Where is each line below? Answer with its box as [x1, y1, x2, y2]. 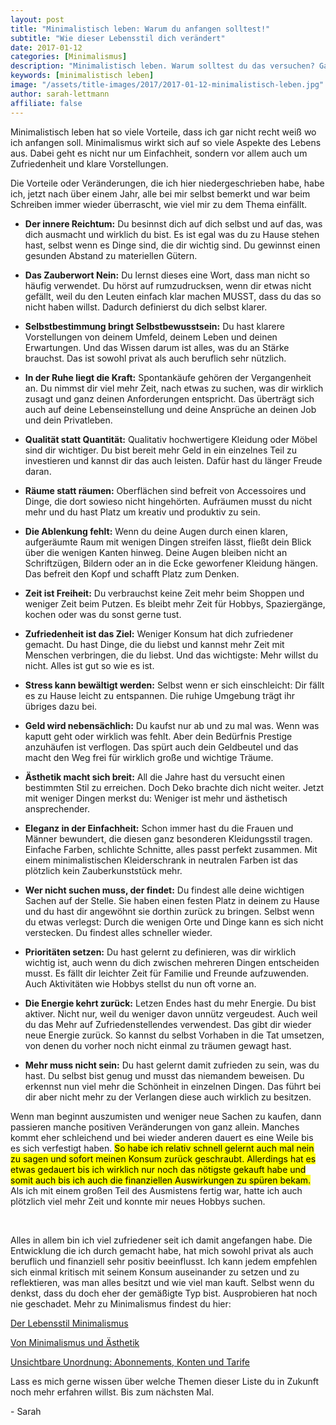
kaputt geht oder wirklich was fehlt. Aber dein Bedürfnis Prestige [24, 730, 293, 742]
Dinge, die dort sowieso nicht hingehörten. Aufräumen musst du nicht [24, 495, 313, 507]
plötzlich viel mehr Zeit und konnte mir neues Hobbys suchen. [10, 1195, 266, 1207]
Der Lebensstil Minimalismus [10, 1317, 129, 1329]
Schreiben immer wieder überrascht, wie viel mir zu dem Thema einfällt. [10, 198, 308, 210]
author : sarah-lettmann [10, 89, 110, 99]
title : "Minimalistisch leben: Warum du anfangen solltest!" [10, 24, 271, 34]
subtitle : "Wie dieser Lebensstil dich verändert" [10, 33, 226, 43]
